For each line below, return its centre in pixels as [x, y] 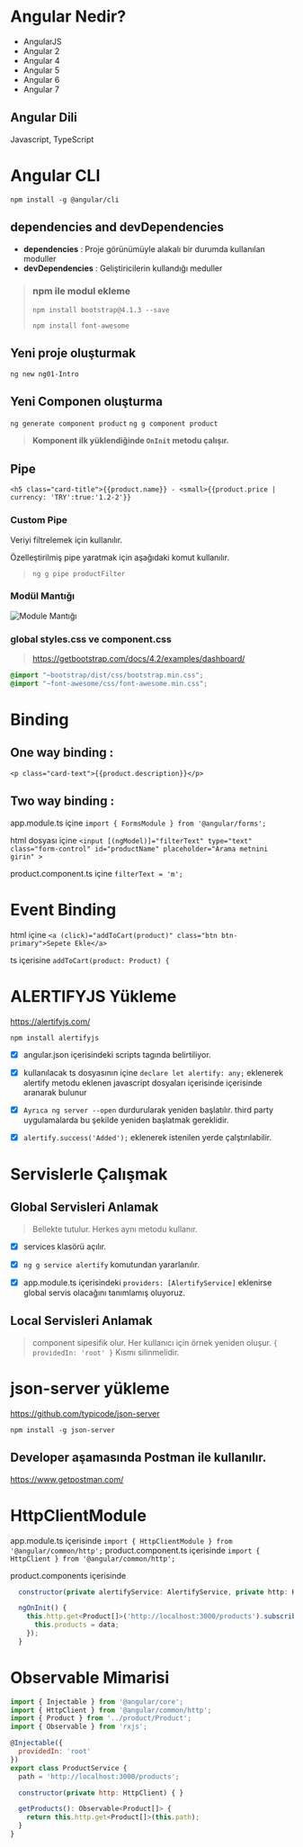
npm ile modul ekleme [81, 292]
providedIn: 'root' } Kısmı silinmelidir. [106, 1352]
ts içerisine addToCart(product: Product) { [90, 960]
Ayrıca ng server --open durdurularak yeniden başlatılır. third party [148, 1110]
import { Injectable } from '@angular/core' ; [97, 1702]
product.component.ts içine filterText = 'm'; [97, 873]
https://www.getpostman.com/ [67, 1479]
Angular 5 [41, 70]
